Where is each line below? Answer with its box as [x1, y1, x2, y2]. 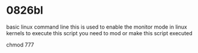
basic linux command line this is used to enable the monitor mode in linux [6, 23, 187, 30]
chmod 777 [6, 41, 34, 48]
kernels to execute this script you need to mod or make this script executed [6, 29, 193, 36]
